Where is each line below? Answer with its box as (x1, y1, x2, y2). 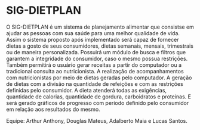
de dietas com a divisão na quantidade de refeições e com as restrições (6, 80, 183, 87)
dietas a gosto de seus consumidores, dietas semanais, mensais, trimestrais (6, 42, 194, 49)
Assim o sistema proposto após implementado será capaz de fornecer (6, 36, 179, 43)
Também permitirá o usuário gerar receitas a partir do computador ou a (6, 61, 182, 69)
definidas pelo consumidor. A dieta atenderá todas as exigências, (6, 86, 167, 94)
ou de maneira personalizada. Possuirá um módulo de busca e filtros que (6, 48, 186, 55)
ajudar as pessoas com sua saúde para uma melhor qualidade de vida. (6, 29, 180, 36)
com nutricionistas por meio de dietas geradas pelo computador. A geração (6, 74, 192, 81)
